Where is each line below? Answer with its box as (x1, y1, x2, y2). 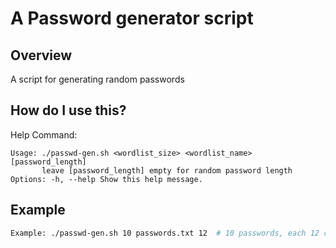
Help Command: (10, 128, 78, 141)
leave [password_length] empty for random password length (41, 165, 293, 176)
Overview (10, 47, 73, 64)
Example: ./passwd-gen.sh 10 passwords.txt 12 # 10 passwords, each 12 (10, 228, 320, 238)
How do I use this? (10, 102, 127, 119)
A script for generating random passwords (10, 73, 185, 85)
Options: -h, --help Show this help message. (10, 174, 203, 184)
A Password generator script (10, 7, 254, 30)
